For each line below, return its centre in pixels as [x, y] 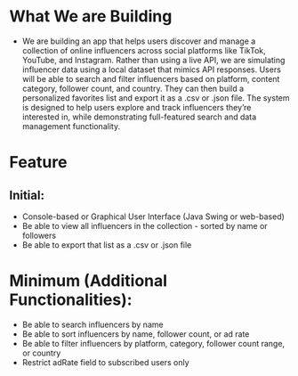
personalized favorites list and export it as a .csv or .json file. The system [156, 98]
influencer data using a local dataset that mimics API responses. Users [152, 69]
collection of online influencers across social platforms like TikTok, [144, 50]
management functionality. [71, 126]
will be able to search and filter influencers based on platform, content [151, 78]
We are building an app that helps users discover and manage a [139, 41]
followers [39, 235]
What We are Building [91, 16]
